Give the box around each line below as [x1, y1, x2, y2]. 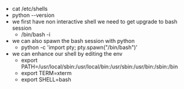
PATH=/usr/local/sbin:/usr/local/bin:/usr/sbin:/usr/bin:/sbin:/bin [21, 63, 179, 70]
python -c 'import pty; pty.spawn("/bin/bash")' [21, 44, 138, 51]
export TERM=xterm [21, 70, 72, 76]
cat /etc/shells [11, 5, 48, 12]
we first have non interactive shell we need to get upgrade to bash [11, 18, 177, 25]
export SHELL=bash [21, 76, 71, 83]
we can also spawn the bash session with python [11, 38, 135, 44]
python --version [11, 12, 54, 19]
